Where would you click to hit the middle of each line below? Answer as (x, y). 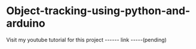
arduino (26, 23)
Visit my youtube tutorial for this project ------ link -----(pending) (87, 40)
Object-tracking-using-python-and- (98, 11)
